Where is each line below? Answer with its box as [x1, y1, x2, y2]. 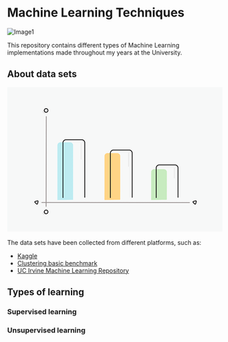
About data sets [7, 68, 77, 80]
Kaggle [17, 252, 38, 260]
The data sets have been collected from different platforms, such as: [7, 238, 202, 246]
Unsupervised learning [7, 325, 86, 335]
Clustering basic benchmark [17, 259, 98, 267]
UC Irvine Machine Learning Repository [17, 266, 129, 274]
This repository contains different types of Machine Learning [7, 41, 180, 49]
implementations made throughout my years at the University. [7, 48, 183, 57]
